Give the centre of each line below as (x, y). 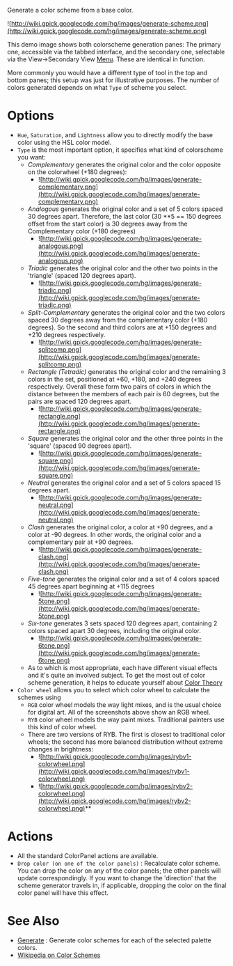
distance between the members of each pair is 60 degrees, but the (123, 394)
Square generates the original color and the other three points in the (125, 438)
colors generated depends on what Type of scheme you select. (97, 87)
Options (31, 116)
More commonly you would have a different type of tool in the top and (107, 73)
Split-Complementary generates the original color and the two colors (126, 312)
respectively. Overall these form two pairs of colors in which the (119, 387)
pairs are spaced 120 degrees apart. (80, 401)
